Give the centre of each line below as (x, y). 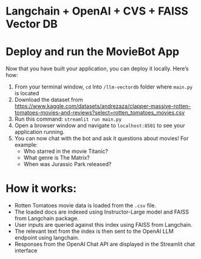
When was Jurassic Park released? (67, 164)
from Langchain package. (46, 218)
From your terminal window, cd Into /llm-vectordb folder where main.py (103, 87)
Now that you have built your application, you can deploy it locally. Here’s (97, 69)
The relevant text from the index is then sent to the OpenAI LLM (94, 231)
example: (26, 145)
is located (27, 93)
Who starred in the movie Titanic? (66, 151)
